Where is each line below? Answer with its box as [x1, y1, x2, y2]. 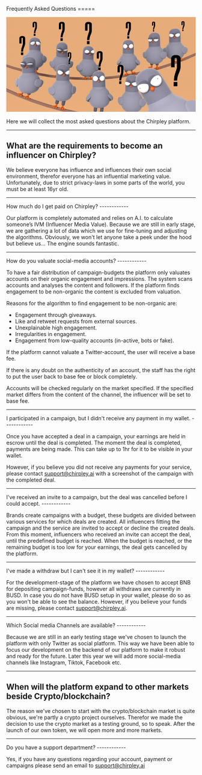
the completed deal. [6, 476, 56, 483]
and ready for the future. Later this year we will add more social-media [6, 652, 181, 660]
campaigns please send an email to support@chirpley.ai [6, 762, 145, 769]
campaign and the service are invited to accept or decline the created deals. [6, 524, 195, 531]
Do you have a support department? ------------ [6, 744, 126, 751]
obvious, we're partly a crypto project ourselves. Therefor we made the [6, 714, 183, 721]
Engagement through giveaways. [14, 311, 97, 318]
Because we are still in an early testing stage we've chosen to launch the [6, 633, 186, 640]
